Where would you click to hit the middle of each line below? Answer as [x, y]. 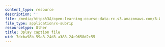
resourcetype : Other [26, 28]
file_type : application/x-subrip [39, 23]
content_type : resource [29, 10]
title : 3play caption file [33, 32]
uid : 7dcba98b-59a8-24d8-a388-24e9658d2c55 [50, 37]
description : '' [22, 14]
